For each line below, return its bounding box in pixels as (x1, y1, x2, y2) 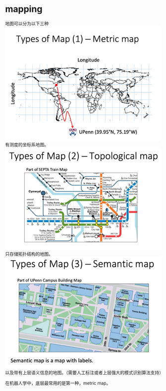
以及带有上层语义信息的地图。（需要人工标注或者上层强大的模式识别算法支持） (5, 370, 164, 376)
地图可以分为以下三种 (5, 20, 49, 26)
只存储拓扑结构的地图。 (5, 251, 53, 257)
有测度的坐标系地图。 (5, 142, 49, 148)
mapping (5, 3, 43, 15)
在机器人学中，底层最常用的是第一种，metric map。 (5, 380, 111, 386)
